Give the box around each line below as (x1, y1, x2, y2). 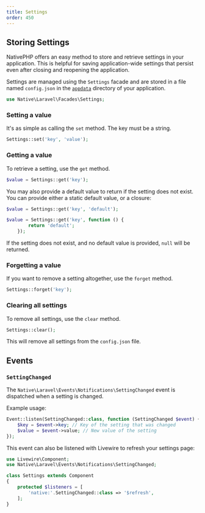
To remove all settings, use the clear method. (6, 315, 121, 322)
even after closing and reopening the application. (6, 66, 130, 74)
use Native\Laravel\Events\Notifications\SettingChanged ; (6, 462, 157, 468)
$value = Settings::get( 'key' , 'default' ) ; (6, 206, 119, 212)
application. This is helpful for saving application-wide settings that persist (6, 60, 194, 67)
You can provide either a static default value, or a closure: (6, 194, 151, 201)
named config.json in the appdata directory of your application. (6, 85, 166, 92)
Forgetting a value (6, 260, 62, 269)
